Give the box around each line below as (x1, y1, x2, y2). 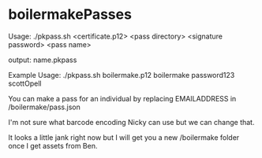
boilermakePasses (8, 6, 133, 24)
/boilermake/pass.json (8, 102, 80, 112)
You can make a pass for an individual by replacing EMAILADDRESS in (8, 94, 237, 103)
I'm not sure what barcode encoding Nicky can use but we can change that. (8, 117, 255, 127)
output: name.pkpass (8, 55, 77, 64)
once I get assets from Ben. (8, 141, 98, 150)
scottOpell (8, 79, 42, 88)
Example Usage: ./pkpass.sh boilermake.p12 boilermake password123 (8, 70, 235, 79)
